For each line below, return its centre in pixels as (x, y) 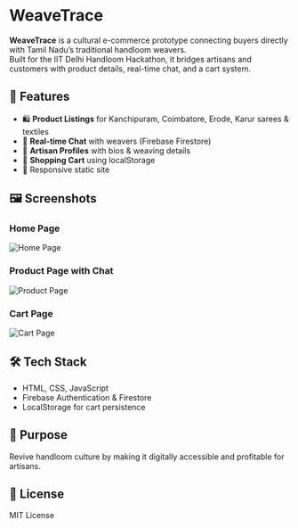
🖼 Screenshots (53, 198)
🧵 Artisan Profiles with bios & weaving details (106, 150)
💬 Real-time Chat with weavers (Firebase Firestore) (117, 141)
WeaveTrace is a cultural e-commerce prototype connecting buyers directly (149, 40)
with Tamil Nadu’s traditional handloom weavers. (98, 49)
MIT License (32, 516)
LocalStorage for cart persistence (84, 407)
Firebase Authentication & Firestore (87, 397)
